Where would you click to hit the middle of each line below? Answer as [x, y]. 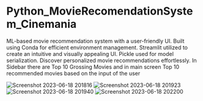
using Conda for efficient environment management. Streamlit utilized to [97, 47]
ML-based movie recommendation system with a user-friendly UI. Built [95, 41]
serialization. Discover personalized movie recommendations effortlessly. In [102, 60]
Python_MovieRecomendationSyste [100, 11]
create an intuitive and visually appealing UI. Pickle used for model [90, 54]
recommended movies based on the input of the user [73, 73]
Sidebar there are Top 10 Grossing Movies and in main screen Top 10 [93, 67]
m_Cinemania [42, 24]
